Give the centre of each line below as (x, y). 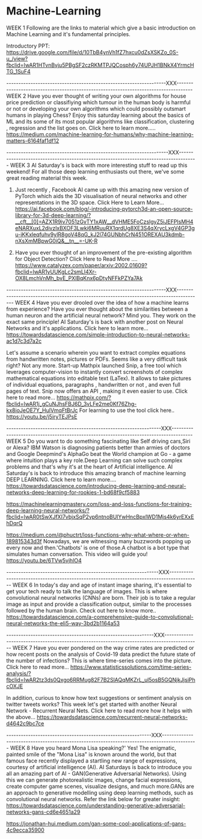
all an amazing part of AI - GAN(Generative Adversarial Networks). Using (96, 773)
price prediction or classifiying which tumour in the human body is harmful (99, 102)
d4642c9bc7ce (25, 723)
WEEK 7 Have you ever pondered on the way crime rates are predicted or (103, 647)
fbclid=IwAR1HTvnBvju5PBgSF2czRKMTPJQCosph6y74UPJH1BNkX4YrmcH (100, 65)
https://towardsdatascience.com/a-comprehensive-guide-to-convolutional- (100, 617)
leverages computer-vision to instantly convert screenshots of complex (95, 372)
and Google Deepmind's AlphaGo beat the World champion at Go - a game (99, 454)
